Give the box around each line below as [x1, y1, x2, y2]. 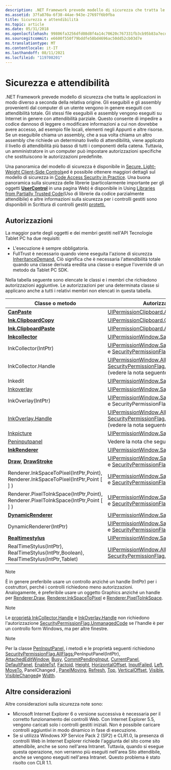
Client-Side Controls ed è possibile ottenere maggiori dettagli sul [21, 169, 156, 175]
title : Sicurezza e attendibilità [5, 17, 79, 22]
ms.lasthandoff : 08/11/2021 [5, 50, 65, 55]
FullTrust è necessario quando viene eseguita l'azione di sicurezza [12, 251, 153, 257]
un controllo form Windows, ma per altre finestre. [5, 625, 108, 632]
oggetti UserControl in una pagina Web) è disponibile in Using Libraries [5, 185, 155, 192]
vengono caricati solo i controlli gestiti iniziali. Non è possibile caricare [12, 721, 160, 728]
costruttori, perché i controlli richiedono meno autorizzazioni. [5, 584, 133, 590]
